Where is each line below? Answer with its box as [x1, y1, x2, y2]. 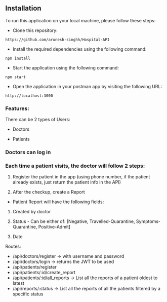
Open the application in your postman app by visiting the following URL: [12, 83, 162, 89]
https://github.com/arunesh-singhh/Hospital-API [5, 37, 110, 42]
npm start [5, 74, 26, 80]
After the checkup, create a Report [12, 189, 85, 195]
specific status [12, 291, 44, 297]
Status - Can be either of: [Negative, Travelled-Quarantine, [12, 218, 135, 224]
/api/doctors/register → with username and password [12, 253, 124, 259]
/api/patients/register [12, 264, 57, 270]
